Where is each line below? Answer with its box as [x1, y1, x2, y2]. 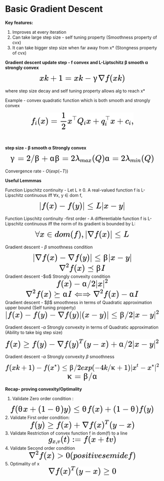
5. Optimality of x [5, 460, 40, 466]
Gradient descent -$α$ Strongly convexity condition [5, 273, 111, 279]
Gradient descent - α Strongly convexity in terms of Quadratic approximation [5, 324, 159, 330]
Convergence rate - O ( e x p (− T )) [5, 168, 69, 174]
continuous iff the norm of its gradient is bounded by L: [24, 220, 136, 226]
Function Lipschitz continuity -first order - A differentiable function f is [5, 216, 147, 221]
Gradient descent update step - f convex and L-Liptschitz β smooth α [5, 59, 148, 65]
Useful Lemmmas [5, 177, 42, 183]
